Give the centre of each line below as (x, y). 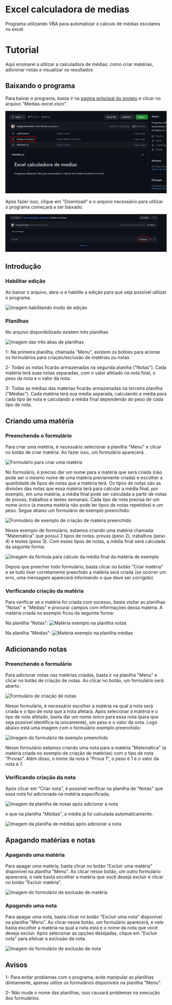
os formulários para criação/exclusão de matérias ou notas (67, 357)
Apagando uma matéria (35, 855)
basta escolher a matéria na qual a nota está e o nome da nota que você (81, 928)
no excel (14, 29)
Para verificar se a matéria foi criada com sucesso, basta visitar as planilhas (85, 602)
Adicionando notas (36, 649)
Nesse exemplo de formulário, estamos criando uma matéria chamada (79, 530)
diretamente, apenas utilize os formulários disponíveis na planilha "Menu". (83, 983)
